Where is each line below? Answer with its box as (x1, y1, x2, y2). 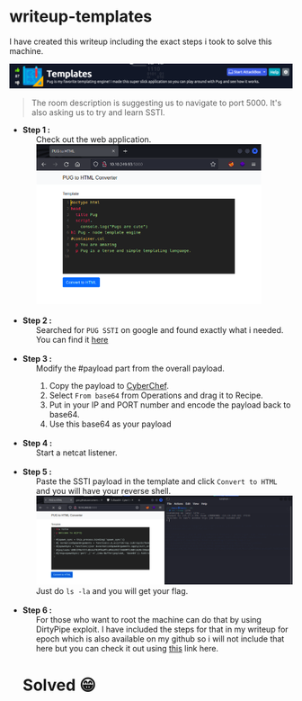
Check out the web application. (35, 133, 152, 145)
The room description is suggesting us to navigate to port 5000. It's (31, 97, 282, 108)
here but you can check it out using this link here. (35, 643, 218, 654)
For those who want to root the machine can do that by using (35, 615, 262, 625)
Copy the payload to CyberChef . (49, 380, 169, 391)
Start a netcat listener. (35, 447, 118, 458)
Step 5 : (22, 466, 52, 477)
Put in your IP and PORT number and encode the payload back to (49, 399, 291, 410)
